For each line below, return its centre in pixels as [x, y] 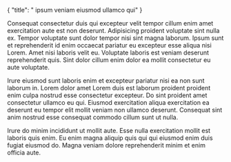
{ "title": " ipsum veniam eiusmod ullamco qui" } [75, 10]
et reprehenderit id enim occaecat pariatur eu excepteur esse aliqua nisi [109, 45]
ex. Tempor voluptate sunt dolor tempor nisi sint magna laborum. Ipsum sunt [115, 38]
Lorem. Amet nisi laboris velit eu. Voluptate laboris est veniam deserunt [108, 52]
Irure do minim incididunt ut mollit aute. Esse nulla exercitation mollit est [109, 131]
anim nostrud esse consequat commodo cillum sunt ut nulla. [93, 117]
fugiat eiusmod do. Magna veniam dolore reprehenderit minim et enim [106, 145]
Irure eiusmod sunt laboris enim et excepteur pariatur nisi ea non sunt [106, 81]
